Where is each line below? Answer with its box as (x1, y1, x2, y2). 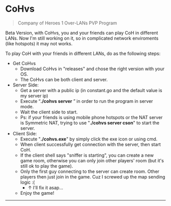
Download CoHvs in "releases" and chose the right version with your (20, 66, 164, 72)
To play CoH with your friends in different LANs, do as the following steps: (5, 50, 161, 56)
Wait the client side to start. (20, 109, 78, 115)
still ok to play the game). (20, 163, 73, 169)
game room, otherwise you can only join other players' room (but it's (20, 157, 164, 163)
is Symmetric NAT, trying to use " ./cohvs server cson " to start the (20, 120, 160, 126)
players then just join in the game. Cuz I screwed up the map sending (20, 173, 165, 180)
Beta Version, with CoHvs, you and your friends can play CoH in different (5, 30, 158, 36)
